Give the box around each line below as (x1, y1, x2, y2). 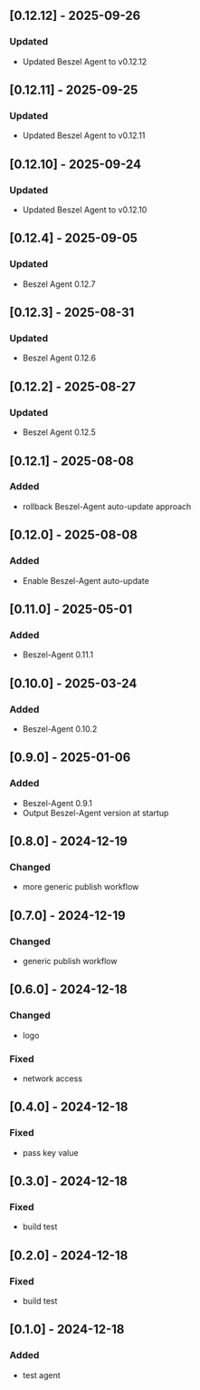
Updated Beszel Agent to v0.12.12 (22, 55, 148, 67)
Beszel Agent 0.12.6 (22, 352, 97, 363)
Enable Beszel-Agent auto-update (22, 575, 149, 586)
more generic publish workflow (22, 882, 139, 892)
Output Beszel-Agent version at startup (22, 807, 169, 818)
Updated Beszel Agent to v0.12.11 (22, 130, 146, 141)
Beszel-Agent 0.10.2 (22, 723, 98, 734)
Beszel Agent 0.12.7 (22, 278, 97, 290)
